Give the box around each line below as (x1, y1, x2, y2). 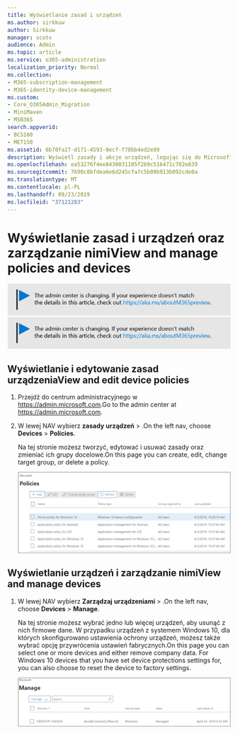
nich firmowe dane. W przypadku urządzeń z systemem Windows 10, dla (17, 625, 230, 634)
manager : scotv (7, 34, 52, 41)
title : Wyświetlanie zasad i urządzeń (7, 11, 122, 18)
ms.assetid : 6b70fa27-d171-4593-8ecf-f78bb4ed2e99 (7, 146, 160, 153)
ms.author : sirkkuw (7, 18, 65, 26)
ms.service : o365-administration (7, 57, 106, 64)
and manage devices (7, 578, 101, 590)
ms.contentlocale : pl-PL (7, 184, 81, 191)
